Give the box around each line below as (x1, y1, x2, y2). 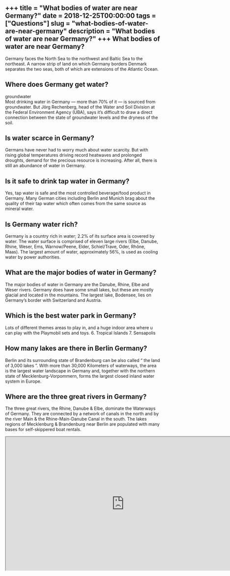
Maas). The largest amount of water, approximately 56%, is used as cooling (5, 249, 158, 255)
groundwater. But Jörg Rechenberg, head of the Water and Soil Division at (5, 104, 155, 110)
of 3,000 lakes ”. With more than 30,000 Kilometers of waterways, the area (5, 362, 157, 368)
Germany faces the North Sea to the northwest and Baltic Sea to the (5, 55, 143, 61)
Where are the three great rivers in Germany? (5, 392, 147, 401)
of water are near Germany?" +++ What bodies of (5, 35, 160, 43)
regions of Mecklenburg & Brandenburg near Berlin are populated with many (5, 421, 160, 427)
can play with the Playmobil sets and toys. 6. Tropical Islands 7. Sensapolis (5, 330, 156, 336)
